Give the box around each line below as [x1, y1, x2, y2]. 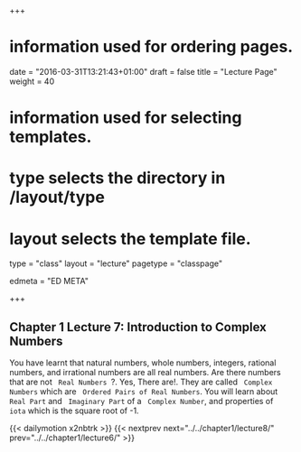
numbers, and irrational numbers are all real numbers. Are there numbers [9, 367, 282, 378]
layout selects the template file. [9, 228, 251, 249]
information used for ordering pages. [9, 37, 294, 57]
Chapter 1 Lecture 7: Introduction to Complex [9, 319, 267, 335]
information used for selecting [9, 107, 242, 128]
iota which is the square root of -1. [9, 405, 139, 416]
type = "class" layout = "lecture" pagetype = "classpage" [9, 258, 223, 269]
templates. [9, 127, 92, 147]
